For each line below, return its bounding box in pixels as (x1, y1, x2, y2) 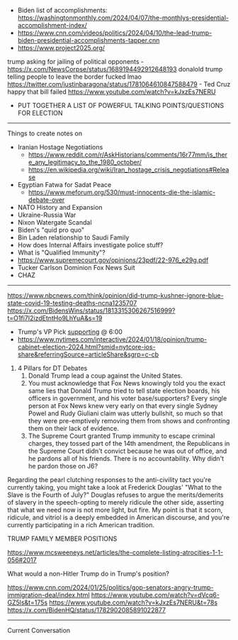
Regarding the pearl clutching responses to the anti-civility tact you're (7, 476, 212, 484)
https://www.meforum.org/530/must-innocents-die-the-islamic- (28, 188, 216, 196)
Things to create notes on (7, 129, 83, 137)
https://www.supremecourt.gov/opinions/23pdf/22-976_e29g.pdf (17, 256, 209, 264)
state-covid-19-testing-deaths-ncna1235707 (7, 299, 137, 307)
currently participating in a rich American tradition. (7, 521, 154, 529)
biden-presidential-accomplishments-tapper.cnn (17, 36, 160, 45)
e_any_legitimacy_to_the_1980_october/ (28, 158, 142, 166)
